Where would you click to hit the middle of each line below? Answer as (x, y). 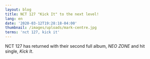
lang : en (14, 19)
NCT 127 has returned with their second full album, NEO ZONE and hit (75, 46)
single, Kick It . (19, 51)
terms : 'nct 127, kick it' (32, 32)
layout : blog (18, 10)
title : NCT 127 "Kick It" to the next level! (52, 14)
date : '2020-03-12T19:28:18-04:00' (41, 23)
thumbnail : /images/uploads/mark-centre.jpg (51, 28)
